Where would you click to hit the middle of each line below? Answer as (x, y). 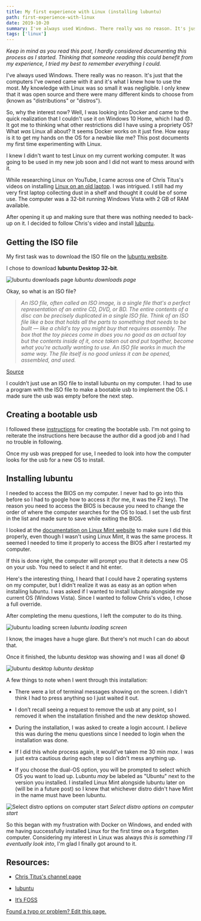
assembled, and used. (48, 360)
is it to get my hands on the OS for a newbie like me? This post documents (98, 138)
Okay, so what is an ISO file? (41, 291)
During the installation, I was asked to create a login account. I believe (101, 727)
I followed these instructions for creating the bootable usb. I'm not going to (98, 429)
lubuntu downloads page (105, 279)
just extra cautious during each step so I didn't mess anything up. (95, 758)
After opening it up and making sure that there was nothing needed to (92, 217)
